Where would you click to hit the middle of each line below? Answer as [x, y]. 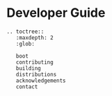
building [28, 68]
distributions [36, 74]
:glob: [25, 43]
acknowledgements [41, 81]
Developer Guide [56, 13]
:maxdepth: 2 [34, 37]
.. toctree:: [25, 32]
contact [27, 87]
